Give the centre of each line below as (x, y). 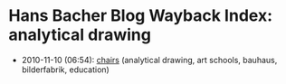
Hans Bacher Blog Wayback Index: (141, 16)
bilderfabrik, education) (65, 70)
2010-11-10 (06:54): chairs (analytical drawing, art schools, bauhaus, (149, 60)
